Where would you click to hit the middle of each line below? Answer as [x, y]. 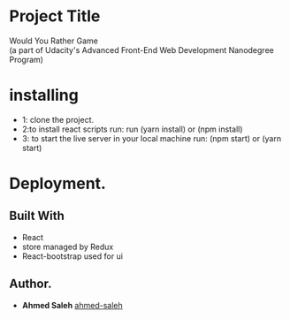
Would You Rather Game [54, 41]
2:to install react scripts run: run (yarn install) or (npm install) [132, 129]
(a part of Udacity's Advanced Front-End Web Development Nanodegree [141, 49]
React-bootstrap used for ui [72, 256]
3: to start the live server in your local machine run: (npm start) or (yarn [151, 138]
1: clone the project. [58, 119]
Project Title [55, 16]
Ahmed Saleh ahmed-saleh [72, 305]
